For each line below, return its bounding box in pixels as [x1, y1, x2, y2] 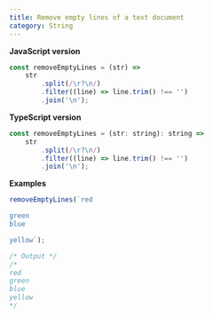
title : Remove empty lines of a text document [9, 12, 185, 22]
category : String [9, 21, 74, 30]
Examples [9, 179, 47, 189]
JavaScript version [9, 45, 81, 56]
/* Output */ [9, 251, 58, 260]
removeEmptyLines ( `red [9, 195, 93, 204]
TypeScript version [9, 112, 82, 123]
